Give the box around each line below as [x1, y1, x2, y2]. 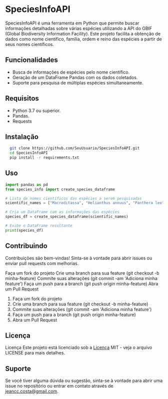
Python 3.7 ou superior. [12, 107, 61, 113]
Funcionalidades [5, 56, 58, 64]
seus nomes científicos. [5, 41, 54, 47]
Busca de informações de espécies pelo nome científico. [12, 69, 130, 75]
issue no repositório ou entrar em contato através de [5, 383, 113, 389]
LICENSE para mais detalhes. [5, 350, 65, 356]
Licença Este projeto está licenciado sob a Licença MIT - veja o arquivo [5, 344, 152, 350]
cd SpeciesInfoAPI [9, 150, 48, 155]
